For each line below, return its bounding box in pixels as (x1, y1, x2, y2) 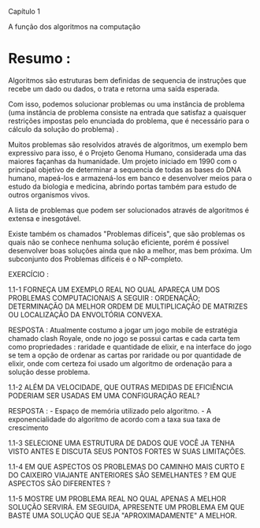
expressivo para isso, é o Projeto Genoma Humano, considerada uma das (8, 148, 247, 157)
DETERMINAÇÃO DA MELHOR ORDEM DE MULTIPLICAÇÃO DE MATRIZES (8, 301, 248, 311)
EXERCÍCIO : (8, 269, 50, 279)
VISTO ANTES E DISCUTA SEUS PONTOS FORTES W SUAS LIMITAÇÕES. (8, 446, 246, 456)
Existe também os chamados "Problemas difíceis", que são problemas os (8, 229, 246, 238)
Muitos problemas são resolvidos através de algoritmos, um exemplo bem (8, 140, 248, 149)
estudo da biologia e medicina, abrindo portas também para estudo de (8, 182, 237, 191)
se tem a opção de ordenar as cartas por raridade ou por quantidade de (8, 350, 242, 360)
